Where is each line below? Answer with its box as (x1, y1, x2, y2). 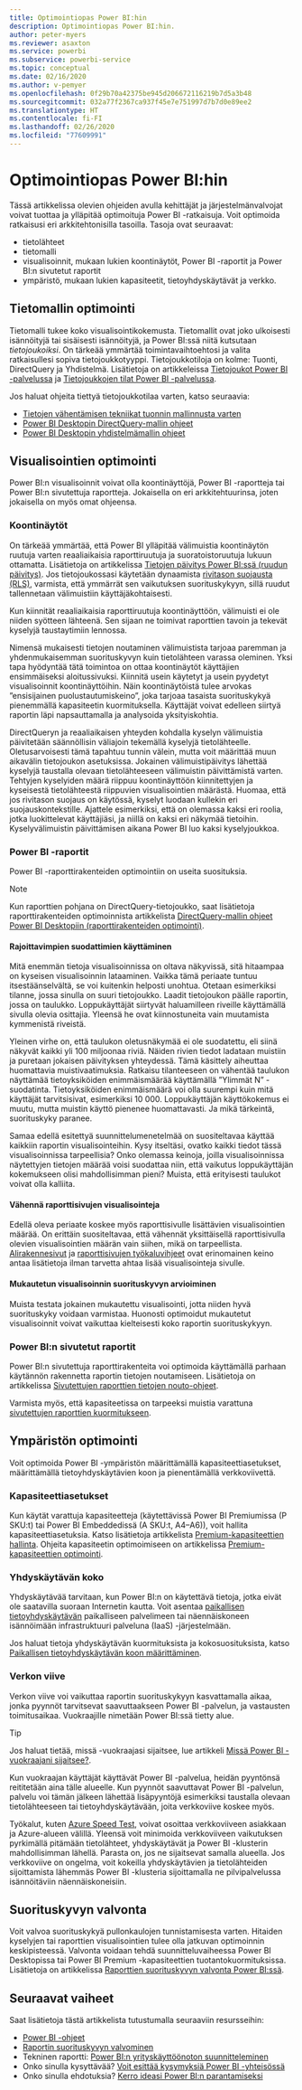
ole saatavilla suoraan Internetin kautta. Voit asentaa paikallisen (9, 1601, 245, 1612)
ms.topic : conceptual (9, 64, 91, 73)
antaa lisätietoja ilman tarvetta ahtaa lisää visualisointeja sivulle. (9, 1257, 245, 1268)
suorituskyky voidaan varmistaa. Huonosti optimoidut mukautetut (9, 1308, 252, 1319)
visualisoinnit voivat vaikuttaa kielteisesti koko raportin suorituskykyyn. (9, 1317, 273, 1329)
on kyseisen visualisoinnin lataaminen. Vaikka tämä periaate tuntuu (9, 971, 258, 982)
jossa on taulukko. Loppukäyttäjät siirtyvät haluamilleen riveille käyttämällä (9, 1000, 287, 1011)
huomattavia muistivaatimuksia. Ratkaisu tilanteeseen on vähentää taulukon (9, 1065, 290, 1076)
